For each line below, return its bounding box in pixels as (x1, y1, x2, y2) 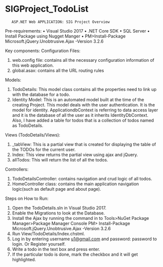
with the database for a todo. (12, 91, 71, 97)
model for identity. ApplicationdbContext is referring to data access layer (12, 107, 158, 113)
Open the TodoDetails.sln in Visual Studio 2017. (12, 205, 107, 211)
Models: (5, 77, 21, 83)
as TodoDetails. (12, 123, 44, 128)
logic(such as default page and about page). (12, 186, 101, 192)
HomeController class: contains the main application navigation (12, 181, 139, 187)
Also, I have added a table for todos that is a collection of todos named (12, 117, 154, 123)
